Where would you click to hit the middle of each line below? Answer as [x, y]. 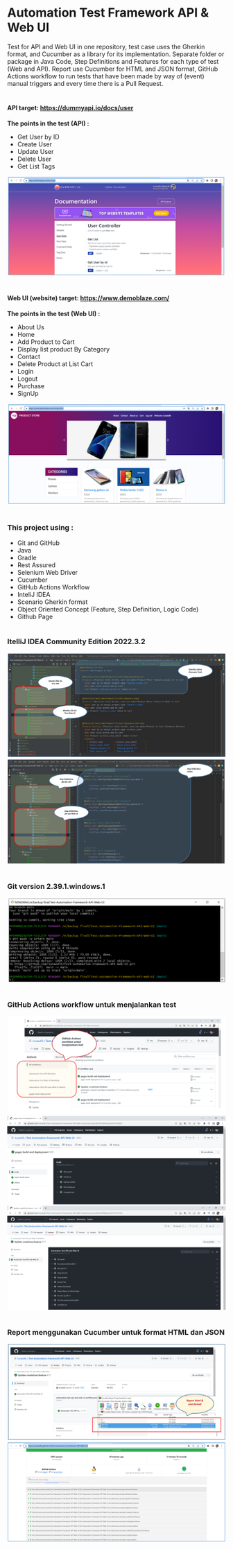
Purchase [31, 386]
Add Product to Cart [46, 342]
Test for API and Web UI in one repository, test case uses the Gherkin [106, 46]
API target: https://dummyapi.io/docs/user [70, 108]
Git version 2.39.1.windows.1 [56, 886]
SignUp [28, 393]
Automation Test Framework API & [108, 13]
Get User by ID [38, 137]
